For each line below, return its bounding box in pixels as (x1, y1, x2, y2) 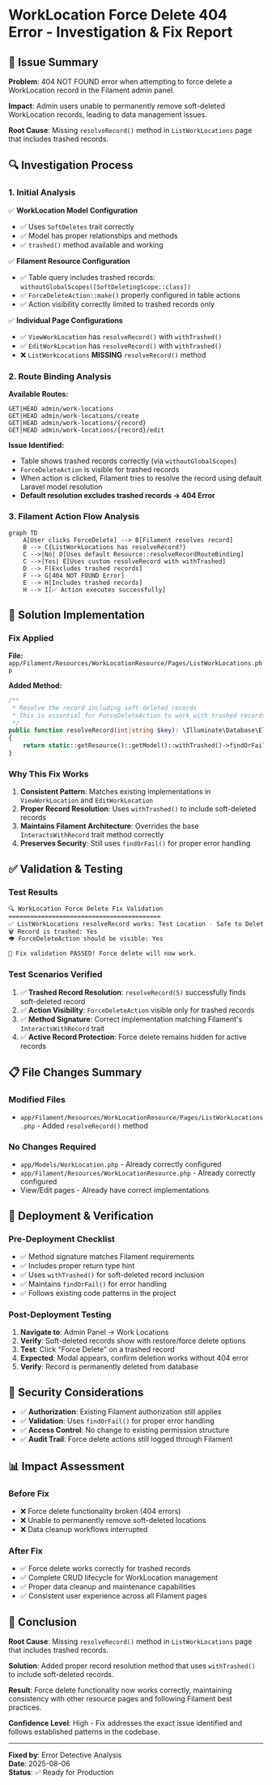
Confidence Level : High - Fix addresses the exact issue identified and (8, 1718, 243, 1728)
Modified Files (8, 1094, 66, 1105)
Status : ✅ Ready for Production (8, 1767, 114, 1778)
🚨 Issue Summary (8, 55, 99, 69)
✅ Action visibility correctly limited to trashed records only (19, 299, 215, 309)
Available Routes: (8, 389, 69, 398)
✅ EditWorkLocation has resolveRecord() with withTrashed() (19, 341, 223, 351)
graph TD (8, 529, 38, 537)
